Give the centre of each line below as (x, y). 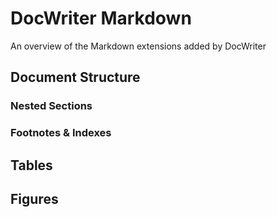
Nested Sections (51, 106)
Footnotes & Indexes (61, 133)
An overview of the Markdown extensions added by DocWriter (138, 46)
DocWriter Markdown (101, 18)
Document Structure (75, 77)
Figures (34, 198)
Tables (31, 165)
